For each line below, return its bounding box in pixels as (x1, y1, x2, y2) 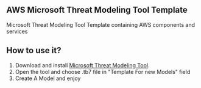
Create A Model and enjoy (15, 75, 81, 82)
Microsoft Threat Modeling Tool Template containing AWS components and (6, 21, 196, 28)
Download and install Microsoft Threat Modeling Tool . (15, 61, 150, 69)
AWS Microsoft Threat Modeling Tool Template (6, 5, 188, 15)
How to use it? (6, 45, 62, 56)
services (6, 28, 28, 35)
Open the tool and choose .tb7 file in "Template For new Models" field (15, 68, 191, 75)
